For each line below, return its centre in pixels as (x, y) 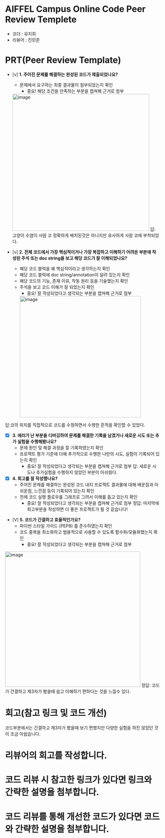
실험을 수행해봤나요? (37, 441)
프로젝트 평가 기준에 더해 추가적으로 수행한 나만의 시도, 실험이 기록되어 (87, 453)
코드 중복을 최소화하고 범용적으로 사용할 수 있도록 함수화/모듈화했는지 (86, 532)
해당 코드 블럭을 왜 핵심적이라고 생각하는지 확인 (65, 268)
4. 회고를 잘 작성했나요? (35, 478)
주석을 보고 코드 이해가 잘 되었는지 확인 (57, 287)
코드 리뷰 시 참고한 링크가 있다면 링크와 (79, 780)
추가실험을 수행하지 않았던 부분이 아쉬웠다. (77, 472)
